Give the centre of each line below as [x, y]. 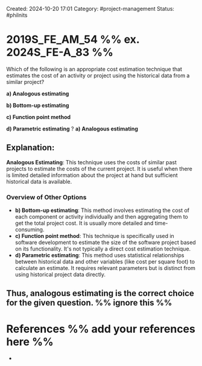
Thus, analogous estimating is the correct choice [100, 293]
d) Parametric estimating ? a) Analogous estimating [72, 129]
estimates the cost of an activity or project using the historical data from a [98, 75]
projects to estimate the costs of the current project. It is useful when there [99, 169]
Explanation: [30, 148]
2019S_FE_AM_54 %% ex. [73, 40]
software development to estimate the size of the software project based [105, 242]
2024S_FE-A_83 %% [60, 52]
